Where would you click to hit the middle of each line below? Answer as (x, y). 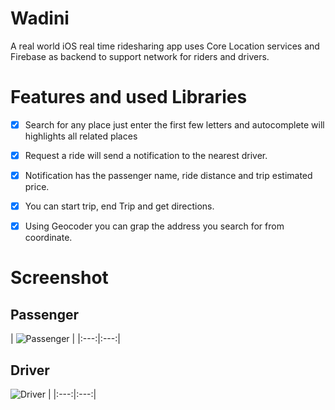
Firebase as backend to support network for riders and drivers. (140, 56)
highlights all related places (81, 136)
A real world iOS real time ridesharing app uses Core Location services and (165, 46)
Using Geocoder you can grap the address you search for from (154, 226)
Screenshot (59, 278)
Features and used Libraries (129, 97)
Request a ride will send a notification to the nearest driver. (146, 155)
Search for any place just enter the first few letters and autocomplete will (174, 124)
